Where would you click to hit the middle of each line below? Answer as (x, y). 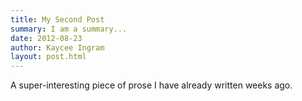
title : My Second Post (57, 19)
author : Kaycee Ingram (57, 47)
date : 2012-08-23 (46, 38)
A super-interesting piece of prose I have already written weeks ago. (151, 85)
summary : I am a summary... (69, 29)
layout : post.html (48, 57)
